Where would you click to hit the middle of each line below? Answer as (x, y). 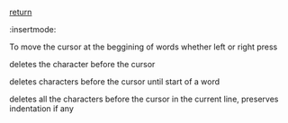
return (21, 12)
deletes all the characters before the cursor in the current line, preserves (144, 99)
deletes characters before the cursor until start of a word (115, 82)
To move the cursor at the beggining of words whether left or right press (144, 47)
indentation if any (42, 109)
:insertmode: (33, 29)
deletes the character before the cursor (82, 64)
